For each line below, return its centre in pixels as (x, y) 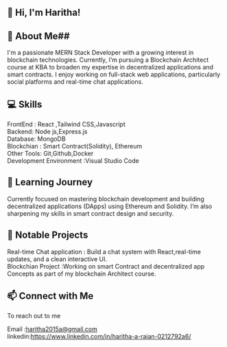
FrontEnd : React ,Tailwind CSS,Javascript (66, 124)
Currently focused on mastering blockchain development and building (106, 199)
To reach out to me (34, 316)
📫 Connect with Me (50, 296)
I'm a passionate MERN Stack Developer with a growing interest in (100, 53)
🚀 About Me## (38, 36)
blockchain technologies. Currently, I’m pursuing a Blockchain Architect (108, 60)
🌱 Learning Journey (50, 182)
